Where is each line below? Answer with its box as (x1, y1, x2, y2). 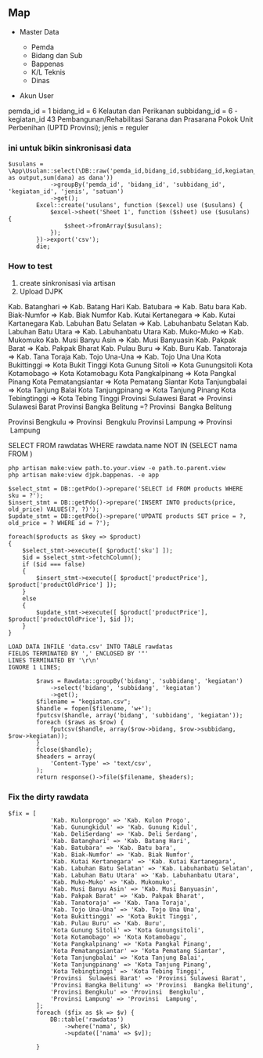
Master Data (19, 27, 59, 36)
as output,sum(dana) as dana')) (8, 174, 113, 182)
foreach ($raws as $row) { (36, 718, 124, 727)
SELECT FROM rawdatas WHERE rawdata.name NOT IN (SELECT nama (8, 441, 238, 451)
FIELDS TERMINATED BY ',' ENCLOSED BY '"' (8, 650, 149, 658)
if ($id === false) (22, 560, 86, 568)
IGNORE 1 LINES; (8, 663, 61, 672)
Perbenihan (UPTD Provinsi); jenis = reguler (8, 122, 150, 132)
